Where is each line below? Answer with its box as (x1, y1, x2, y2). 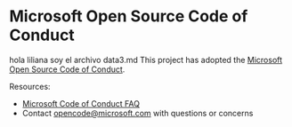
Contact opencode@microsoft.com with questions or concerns (21, 107, 254, 118)
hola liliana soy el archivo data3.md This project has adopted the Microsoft (9, 54, 283, 65)
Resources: (9, 81, 51, 91)
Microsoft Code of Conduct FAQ (21, 98, 141, 108)
